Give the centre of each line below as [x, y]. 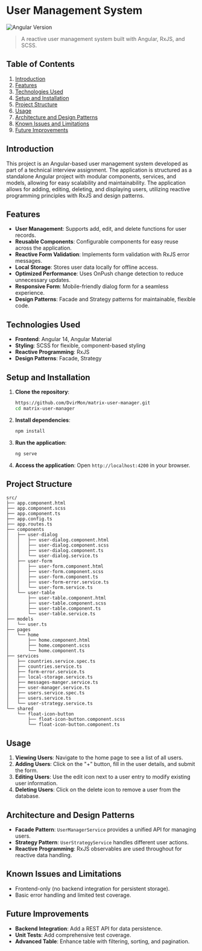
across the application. [43, 248]
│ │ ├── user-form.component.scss [55, 572]
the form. [26, 771]
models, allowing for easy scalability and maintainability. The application [96, 183]
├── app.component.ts [33, 514]
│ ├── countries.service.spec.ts [51, 661]
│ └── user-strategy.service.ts [50, 704]
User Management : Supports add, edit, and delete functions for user [101, 229]
